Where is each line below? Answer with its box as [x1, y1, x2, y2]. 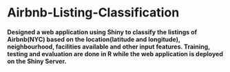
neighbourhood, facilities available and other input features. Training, [7, 43, 210, 51]
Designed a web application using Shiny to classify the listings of [7, 27, 198, 36]
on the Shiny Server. [7, 57, 67, 65]
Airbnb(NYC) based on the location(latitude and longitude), [7, 35, 180, 43]
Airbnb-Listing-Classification [7, 5, 180, 21]
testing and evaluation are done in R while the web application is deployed [7, 49, 224, 58]
